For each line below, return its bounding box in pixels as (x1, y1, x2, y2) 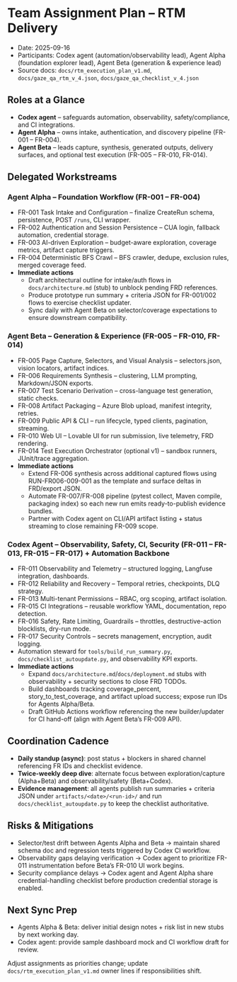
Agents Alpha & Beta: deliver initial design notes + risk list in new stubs (17, 923, 224, 932)
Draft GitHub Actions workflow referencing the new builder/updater (28, 707, 224, 716)
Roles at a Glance (7, 94, 85, 106)
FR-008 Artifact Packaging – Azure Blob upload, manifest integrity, (17, 401, 212, 410)
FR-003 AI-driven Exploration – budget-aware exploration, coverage (17, 239, 217, 247)
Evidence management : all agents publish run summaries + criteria (17, 784, 215, 792)
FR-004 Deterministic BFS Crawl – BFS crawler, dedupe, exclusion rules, (17, 253, 229, 262)
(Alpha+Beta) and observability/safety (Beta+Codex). (17, 777, 173, 785)
